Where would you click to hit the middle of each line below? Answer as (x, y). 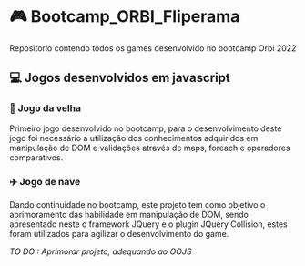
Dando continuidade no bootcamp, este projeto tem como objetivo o (137, 204)
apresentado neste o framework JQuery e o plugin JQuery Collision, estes (149, 224)
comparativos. (36, 157)
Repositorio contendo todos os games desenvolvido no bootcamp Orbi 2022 (153, 48)
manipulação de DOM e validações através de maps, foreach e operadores (150, 148)
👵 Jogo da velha (46, 108)
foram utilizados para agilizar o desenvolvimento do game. (119, 233)
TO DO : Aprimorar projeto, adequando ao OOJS (101, 251)
